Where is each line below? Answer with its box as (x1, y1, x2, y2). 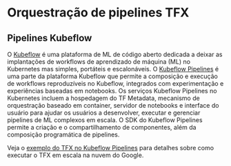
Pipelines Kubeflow (7, 32, 92, 44)
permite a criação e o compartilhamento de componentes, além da (7, 123, 197, 131)
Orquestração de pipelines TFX (7, 5, 190, 21)
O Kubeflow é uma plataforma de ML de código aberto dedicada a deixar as (7, 50, 223, 58)
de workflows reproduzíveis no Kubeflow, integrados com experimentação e (7, 80, 224, 87)
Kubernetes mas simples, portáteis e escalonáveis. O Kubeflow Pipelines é (7, 65, 219, 73)
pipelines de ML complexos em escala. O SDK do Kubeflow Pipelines (7, 116, 203, 124)
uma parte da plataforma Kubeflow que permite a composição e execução (7, 72, 219, 80)
